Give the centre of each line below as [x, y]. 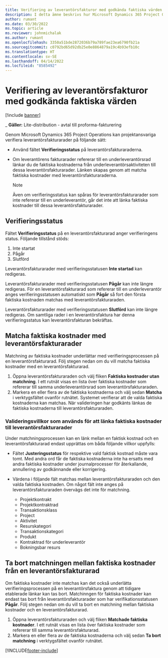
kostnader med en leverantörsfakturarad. [47, 366]
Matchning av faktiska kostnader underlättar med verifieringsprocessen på [82, 356]
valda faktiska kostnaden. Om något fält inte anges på [68, 484]
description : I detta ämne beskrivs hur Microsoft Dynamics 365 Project [82, 15]
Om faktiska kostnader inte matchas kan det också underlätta [68, 583]
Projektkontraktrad [39, 505]
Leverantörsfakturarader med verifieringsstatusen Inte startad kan [74, 268]
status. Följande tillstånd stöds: [37, 238]
